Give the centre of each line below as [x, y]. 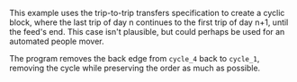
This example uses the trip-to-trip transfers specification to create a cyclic [147, 13]
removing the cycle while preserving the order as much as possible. [135, 68]
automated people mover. [57, 41]
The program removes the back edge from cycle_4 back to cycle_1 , [135, 58]
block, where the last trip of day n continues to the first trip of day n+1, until [149, 22]
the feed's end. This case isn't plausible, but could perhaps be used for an [147, 32]
